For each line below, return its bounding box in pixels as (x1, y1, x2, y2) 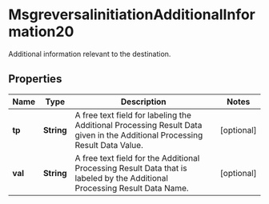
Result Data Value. (74, 139, 144, 150)
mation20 (8, 22, 74, 41)
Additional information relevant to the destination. (8, 49, 171, 58)
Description (120, 96, 167, 107)
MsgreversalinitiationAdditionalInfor (8, 6, 256, 24)
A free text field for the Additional (74, 152, 200, 163)
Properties (8, 72, 62, 86)
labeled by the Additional (74, 172, 168, 183)
